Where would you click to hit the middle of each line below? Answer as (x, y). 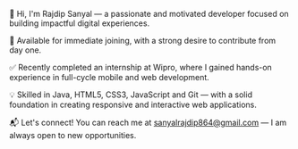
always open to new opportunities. (73, 135)
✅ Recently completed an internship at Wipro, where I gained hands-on (141, 67)
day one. (26, 50)
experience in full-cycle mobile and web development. (110, 77)
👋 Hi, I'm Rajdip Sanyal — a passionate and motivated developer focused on (149, 14)
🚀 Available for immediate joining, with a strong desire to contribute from (143, 41)
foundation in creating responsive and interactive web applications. (133, 104)
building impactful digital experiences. (80, 23)
